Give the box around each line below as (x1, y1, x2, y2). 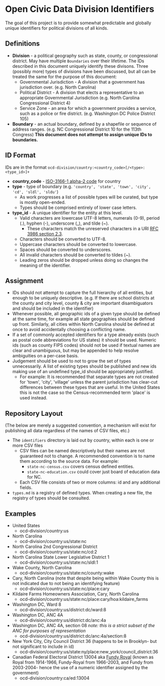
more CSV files (12, 442, 43, 448)
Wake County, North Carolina (12, 565, 72, 570)
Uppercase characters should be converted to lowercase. (19, 241, 137, 247)
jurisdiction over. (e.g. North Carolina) (19, 84, 96, 90)
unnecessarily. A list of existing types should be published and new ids (12, 363, 157, 369)
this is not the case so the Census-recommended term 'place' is (19, 390, 151, 395)
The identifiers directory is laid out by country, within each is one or (12, 437, 154, 443)
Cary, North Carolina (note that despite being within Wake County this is (12, 575, 159, 581)
